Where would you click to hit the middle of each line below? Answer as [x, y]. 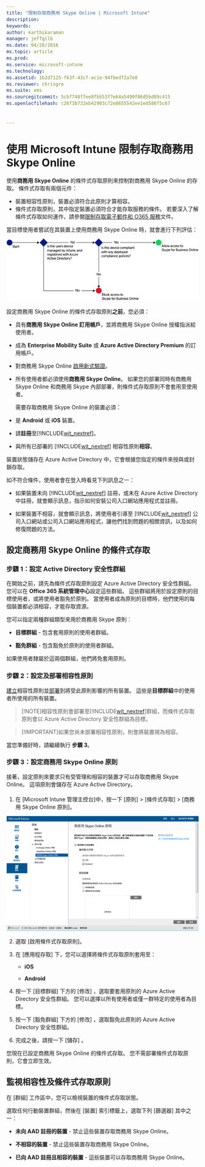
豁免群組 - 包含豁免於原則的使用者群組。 [66, 646]
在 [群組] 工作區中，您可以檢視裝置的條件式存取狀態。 [74, 1098]
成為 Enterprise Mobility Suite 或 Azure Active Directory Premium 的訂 [106, 345]
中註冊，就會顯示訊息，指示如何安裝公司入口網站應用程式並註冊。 [98, 500]
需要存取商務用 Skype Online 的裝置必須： [68, 407]
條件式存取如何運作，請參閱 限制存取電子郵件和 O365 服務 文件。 [96, 216]
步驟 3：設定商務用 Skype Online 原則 [62, 762]
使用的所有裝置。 [38, 698]
